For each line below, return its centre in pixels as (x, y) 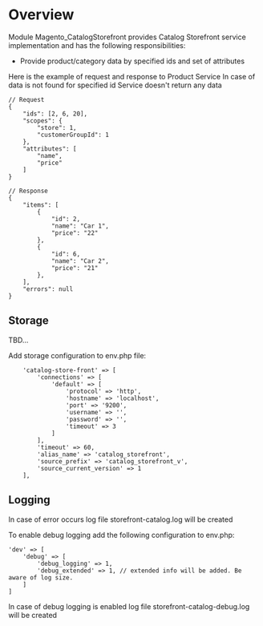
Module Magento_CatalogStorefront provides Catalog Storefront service (127, 37)
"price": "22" (75, 233)
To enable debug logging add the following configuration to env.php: (121, 535)
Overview (41, 15)
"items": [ (41, 205)
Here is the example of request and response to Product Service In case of (132, 76)
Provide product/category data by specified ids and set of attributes (132, 61)
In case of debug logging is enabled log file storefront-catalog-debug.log (129, 606)
